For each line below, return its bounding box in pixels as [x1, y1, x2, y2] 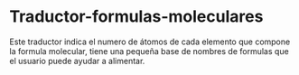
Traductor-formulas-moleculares [9, 6, 264, 27]
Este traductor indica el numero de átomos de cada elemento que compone [9, 36, 291, 47]
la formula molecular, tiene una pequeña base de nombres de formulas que [9, 45, 289, 56]
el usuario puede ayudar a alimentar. [9, 55, 145, 66]
